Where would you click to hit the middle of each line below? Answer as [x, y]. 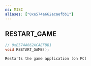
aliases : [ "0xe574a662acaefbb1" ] [39, 14]
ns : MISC [14, 10]
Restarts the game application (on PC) [46, 59]
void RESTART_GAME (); [27, 50]
